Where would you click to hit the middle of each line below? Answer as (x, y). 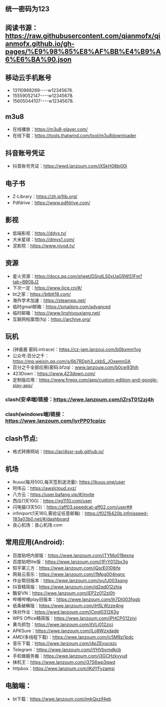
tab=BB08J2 (26, 282)
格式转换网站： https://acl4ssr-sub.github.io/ (58, 452)
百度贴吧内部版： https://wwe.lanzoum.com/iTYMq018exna (73, 555)
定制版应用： (26, 380)
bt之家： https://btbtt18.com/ (42, 294)
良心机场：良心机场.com (37, 525)
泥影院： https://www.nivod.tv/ (44, 246)
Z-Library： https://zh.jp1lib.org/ (45, 196)
